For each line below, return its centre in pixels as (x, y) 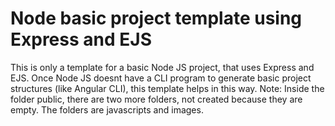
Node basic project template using (156, 18)
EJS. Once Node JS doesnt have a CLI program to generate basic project (161, 78)
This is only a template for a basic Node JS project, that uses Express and (162, 67)
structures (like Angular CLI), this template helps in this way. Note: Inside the (167, 88)
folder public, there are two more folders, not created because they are (156, 99)
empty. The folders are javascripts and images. (107, 109)
